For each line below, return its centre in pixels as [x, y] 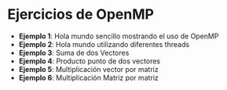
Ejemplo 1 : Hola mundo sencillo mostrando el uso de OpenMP [119, 36]
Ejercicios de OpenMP [81, 14]
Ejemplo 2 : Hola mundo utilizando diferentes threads [104, 44]
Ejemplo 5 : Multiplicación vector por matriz [88, 69]
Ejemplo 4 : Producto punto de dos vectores [90, 61]
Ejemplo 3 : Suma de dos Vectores [74, 52]
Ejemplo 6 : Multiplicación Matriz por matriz [88, 77]
